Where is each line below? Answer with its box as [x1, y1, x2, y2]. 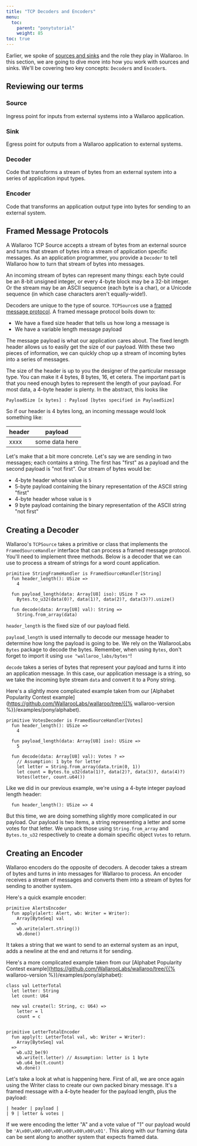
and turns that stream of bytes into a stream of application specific [6, 248, 168, 255]
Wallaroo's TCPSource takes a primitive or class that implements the [6, 541, 168, 548]
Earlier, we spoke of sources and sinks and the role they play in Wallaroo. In [6, 52, 189, 59]
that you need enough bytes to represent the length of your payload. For [6, 380, 182, 387]
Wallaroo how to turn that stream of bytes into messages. [6, 260, 145, 267]
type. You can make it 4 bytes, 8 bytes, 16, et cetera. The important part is [6, 374, 186, 381]
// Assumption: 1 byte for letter [16, 759, 101, 765]
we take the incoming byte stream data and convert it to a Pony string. [6, 676, 176, 683]
